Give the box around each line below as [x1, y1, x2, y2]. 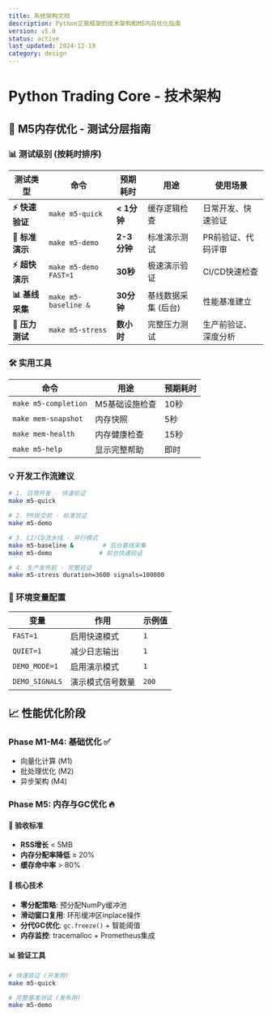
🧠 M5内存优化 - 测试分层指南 [8, 122, 151, 136]
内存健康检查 [95, 429, 144, 441]
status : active [8, 34, 60, 43]
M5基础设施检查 [95, 398, 157, 410]
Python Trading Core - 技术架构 [8, 87, 221, 105]
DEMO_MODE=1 [12, 661, 59, 670]
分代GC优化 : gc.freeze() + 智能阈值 [19, 920, 141, 930]
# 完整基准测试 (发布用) [8, 993, 81, 1002]
